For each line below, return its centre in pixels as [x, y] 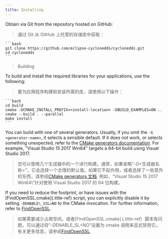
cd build [14, 105]
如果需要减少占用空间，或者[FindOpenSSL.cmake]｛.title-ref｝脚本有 [88, 218]
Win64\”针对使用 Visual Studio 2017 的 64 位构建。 [70, 182]
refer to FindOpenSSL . [28, 208]
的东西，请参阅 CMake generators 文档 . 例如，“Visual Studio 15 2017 [88, 176]
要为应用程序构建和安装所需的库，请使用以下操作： [70, 91]
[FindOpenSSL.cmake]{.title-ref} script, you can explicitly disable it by [77, 197]
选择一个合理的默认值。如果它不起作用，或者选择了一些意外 [102, 170]
